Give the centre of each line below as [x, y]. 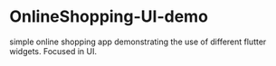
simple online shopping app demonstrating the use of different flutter [138, 42]
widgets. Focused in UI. [53, 51]
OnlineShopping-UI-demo [109, 17]
